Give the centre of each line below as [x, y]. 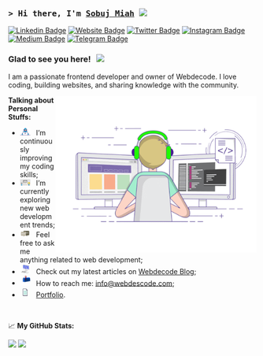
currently [34, 191]
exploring [35, 200]
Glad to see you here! [50, 59]
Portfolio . [50, 295]
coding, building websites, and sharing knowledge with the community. [123, 85]
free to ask [37, 243]
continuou [36, 141]
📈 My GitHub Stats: [41, 326]
